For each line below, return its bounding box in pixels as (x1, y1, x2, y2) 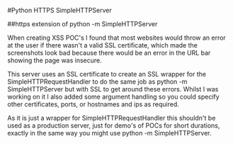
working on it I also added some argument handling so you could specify (7, 92, 220, 101)
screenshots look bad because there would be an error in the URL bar (7, 49, 211, 57)
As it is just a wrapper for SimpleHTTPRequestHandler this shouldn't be (7, 113, 216, 122)
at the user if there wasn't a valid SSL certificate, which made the (7, 41, 198, 49)
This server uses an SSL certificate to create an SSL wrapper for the (7, 70, 207, 78)
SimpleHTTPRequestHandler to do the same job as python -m (7, 77, 188, 86)
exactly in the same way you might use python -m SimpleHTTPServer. (7, 129, 212, 137)
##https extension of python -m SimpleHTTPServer (7, 20, 158, 28)
